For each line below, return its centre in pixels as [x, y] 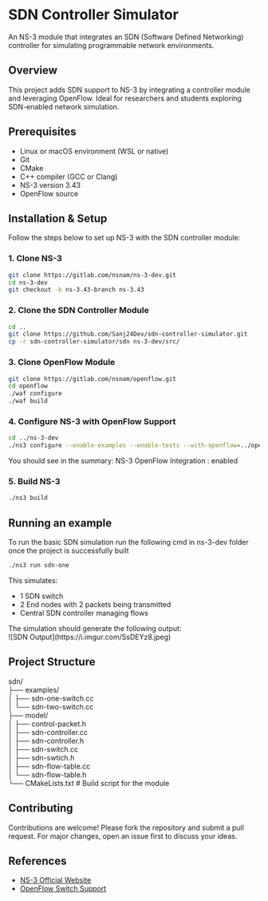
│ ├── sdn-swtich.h [41, 757]
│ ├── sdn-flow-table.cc [49, 766]
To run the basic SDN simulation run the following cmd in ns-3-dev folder [128, 542]
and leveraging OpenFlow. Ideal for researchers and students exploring [125, 98]
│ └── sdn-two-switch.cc [51, 707]
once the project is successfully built [69, 551]
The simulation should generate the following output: [95, 628]
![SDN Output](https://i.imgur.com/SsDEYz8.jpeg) [90, 637]
